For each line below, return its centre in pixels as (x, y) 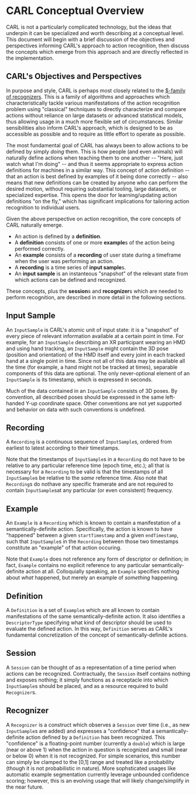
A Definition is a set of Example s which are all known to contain (83, 610)
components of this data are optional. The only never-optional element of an (98, 373)
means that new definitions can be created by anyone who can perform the (97, 182)
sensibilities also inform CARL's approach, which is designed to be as (90, 127)
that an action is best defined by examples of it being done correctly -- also (97, 176)
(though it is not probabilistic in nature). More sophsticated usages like (91, 768)
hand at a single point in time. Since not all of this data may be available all (96, 361)
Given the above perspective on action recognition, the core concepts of (94, 219)
